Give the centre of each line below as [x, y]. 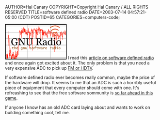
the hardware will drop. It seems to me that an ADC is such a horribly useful [80, 82]
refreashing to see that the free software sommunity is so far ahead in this [79, 93]
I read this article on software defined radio [111, 58]
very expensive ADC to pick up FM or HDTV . [49, 68]
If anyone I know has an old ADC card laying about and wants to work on [78, 107]
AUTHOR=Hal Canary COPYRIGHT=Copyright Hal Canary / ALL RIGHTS [77, 7]
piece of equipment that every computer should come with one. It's [72, 88]
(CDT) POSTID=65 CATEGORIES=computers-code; [69, 17]
